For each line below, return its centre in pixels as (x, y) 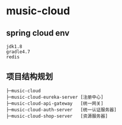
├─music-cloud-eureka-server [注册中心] (55, 97)
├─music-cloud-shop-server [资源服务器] (57, 116)
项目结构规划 (30, 76)
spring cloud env (38, 33)
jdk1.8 (14, 46)
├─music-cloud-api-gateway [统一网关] (55, 103)
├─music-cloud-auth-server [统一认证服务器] (61, 110)
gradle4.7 (18, 52)
